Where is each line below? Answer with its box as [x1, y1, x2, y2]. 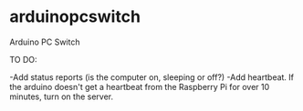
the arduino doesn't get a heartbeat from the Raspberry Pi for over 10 [9, 81, 270, 92]
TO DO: [9, 54, 38, 65]
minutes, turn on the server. [9, 91, 114, 102]
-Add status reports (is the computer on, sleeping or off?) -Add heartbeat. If [9, 71, 295, 83]
